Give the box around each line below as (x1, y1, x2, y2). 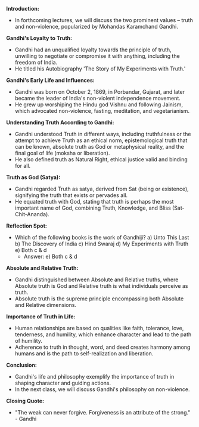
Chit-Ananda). (14, 211, 49, 217)
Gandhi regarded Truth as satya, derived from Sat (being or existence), (14, 185, 189, 192)
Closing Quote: (6, 397, 45, 404)
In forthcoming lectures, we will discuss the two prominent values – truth (14, 17, 194, 23)
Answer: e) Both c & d (23, 253, 77, 260)
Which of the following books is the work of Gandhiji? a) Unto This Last (14, 234, 189, 241)
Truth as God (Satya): (6, 174, 61, 181)
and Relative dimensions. (14, 302, 76, 308)
